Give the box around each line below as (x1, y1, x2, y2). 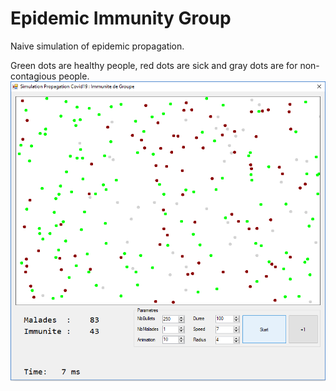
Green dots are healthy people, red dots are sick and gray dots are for (10, 59, 298, 71)
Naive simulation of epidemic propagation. (10, 40, 185, 52)
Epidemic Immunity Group (10, 7, 232, 30)
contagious (10, 70, 57, 82)
